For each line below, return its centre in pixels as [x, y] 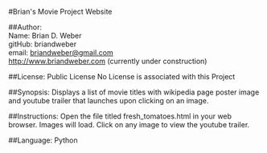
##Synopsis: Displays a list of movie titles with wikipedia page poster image [134, 92]
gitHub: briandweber [43, 44]
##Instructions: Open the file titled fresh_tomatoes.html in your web [120, 116]
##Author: [25, 27]
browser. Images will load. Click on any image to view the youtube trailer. [129, 125]
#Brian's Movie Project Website [60, 12]
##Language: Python [43, 140]
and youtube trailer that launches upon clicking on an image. [109, 101]
